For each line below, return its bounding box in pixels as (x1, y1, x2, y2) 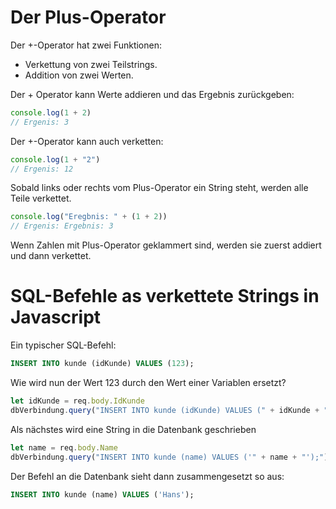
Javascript (10, 306, 102, 329)
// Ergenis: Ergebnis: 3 (10, 221, 114, 231)
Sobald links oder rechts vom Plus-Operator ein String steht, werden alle (10, 182, 309, 194)
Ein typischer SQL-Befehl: (10, 339, 117, 351)
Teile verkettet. (10, 192, 72, 205)
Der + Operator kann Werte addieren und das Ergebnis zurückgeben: (10, 88, 295, 100)
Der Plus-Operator (10, 6, 167, 29)
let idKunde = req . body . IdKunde (10, 396, 145, 406)
